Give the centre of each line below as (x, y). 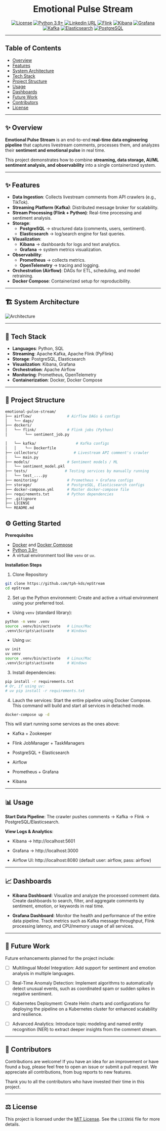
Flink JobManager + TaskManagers (48, 743)
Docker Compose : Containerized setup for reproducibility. (72, 281)
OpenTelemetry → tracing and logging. (60, 265)
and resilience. (27, 1014)
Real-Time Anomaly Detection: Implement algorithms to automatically (83, 983)
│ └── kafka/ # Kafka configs (57, 444)
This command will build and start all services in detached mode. (78, 706)
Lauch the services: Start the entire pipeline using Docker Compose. (82, 700)
